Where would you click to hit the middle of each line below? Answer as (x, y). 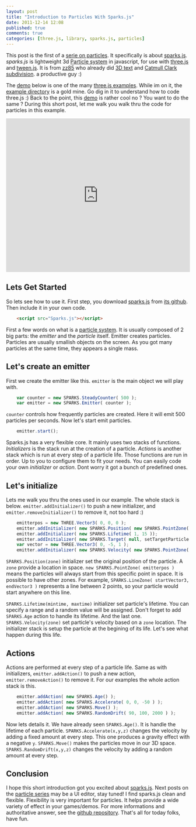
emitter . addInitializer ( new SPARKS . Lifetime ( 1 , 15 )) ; (87, 534)
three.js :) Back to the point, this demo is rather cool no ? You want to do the (97, 98)
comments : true (24, 33)
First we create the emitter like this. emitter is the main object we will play (95, 380)
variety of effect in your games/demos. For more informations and (85, 807)
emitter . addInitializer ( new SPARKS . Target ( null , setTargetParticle (103, 539)
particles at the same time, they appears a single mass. (72, 348)
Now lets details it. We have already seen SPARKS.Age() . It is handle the (91, 724)
